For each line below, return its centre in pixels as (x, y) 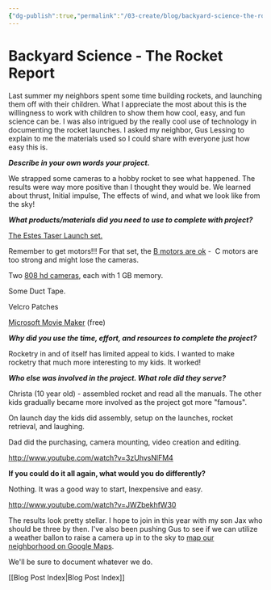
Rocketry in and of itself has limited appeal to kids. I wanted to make (122, 353)
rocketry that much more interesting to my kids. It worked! (105, 362)
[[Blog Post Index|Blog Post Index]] (67, 577)
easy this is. (28, 147)
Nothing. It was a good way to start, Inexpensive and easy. (106, 489)
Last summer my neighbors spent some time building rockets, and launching (135, 95)
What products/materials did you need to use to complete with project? (131, 220)
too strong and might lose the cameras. (74, 259)
